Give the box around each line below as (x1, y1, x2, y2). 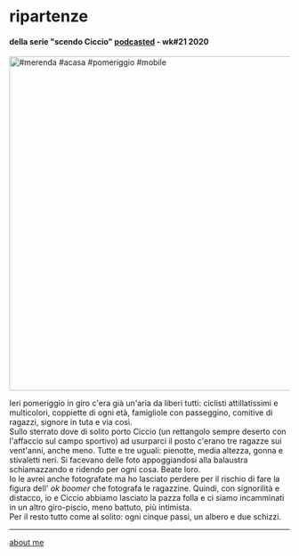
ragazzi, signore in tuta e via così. (9, 417, 133, 428)
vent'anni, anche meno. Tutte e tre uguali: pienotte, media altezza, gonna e (9, 446, 283, 456)
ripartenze (9, 6, 89, 27)
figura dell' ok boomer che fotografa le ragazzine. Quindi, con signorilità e (9, 483, 280, 494)
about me (9, 537, 44, 548)
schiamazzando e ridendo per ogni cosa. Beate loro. (9, 464, 201, 475)
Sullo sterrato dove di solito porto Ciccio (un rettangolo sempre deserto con (9, 426, 287, 437)
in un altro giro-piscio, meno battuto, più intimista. (9, 502, 192, 513)
